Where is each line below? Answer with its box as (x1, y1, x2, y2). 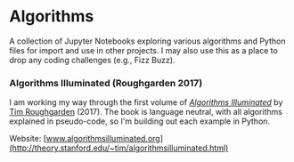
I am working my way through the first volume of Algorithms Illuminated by (9, 97, 283, 108)
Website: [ (9, 134, 47, 144)
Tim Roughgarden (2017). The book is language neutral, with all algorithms (9, 107, 283, 117)
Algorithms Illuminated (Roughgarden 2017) (9, 77, 203, 89)
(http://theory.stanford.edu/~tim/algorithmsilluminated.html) (9, 142, 229, 153)
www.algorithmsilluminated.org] (45, 134, 163, 144)
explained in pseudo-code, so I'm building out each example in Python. (9, 116, 270, 126)
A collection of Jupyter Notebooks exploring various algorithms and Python (9, 36, 286, 46)
